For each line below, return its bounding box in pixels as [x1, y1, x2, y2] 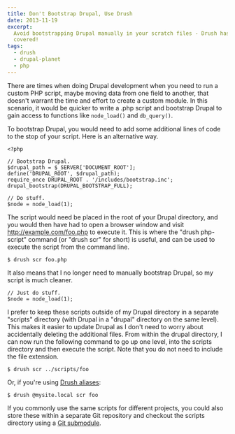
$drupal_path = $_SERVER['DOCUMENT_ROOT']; [7, 164, 136, 171]
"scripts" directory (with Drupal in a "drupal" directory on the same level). [7, 315, 219, 324]
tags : [7, 43, 23, 50]
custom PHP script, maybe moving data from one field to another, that [7, 89, 209, 97]
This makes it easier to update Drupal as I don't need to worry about [7, 322, 204, 331]
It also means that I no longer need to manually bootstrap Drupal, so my [7, 268, 213, 277]
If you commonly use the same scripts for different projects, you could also [7, 403, 224, 412]
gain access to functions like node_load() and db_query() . [7, 111, 173, 120]
